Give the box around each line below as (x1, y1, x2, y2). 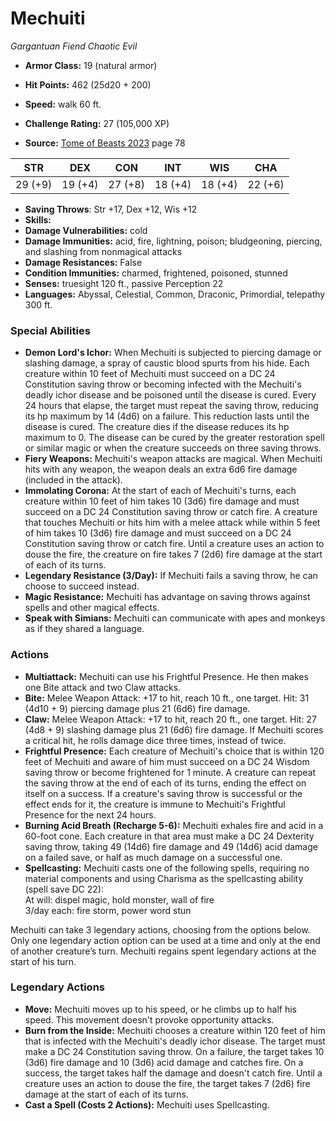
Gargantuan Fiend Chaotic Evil (10, 40, 138, 52)
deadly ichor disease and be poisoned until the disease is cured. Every (24, 389, 317, 401)
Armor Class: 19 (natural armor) (24, 59, 158, 71)
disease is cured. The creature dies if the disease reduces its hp (24, 421, 290, 433)
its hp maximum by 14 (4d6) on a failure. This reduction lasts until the (24, 410, 310, 422)
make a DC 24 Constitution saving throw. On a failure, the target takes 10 (24, 1045, 325, 1057)
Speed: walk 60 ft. (24, 98, 102, 110)
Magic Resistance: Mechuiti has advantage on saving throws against (24, 591, 311, 603)
